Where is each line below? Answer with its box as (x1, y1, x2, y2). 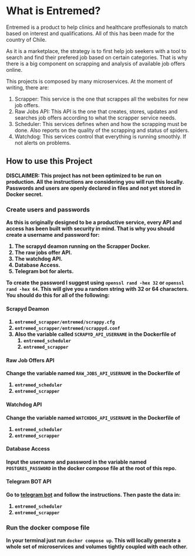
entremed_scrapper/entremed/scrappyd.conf (14, 326, 120, 332)
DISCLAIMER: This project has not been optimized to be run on (6, 172, 162, 179)
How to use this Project (6, 156, 93, 166)
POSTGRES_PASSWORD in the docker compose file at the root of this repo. (6, 464, 177, 472)
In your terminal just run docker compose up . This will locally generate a (6, 537, 181, 544)
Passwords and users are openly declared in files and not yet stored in (6, 184, 181, 191)
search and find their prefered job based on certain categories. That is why (6, 54, 188, 61)
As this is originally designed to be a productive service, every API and (6, 219, 182, 226)
